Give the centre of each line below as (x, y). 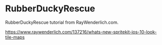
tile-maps (15, 37)
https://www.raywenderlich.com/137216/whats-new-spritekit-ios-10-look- (81, 32)
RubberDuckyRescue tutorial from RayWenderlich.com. (62, 22)
